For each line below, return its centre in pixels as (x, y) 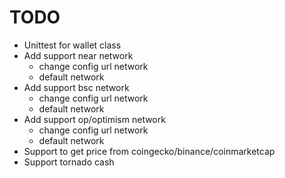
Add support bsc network (76, 87)
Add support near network (78, 55)
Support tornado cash (69, 162)
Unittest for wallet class (72, 45)
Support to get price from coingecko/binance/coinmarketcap (149, 151)
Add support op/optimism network (94, 119)
